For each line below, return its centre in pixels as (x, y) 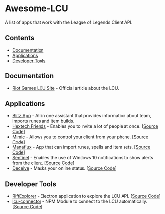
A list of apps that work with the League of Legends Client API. (69, 22)
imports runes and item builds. (43, 121)
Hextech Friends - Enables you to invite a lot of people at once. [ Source (85, 126)
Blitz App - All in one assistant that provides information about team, (82, 116)
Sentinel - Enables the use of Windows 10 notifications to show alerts (82, 158)
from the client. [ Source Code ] (43, 163)
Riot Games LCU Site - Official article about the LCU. (66, 88)
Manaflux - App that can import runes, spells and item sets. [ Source (81, 147)
